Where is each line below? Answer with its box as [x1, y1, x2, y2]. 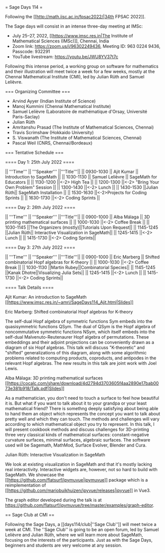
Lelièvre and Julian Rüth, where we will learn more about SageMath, [5, 532, 143, 538]
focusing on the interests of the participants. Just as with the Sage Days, [5, 537, 153, 543]
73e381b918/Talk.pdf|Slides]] [5, 385, 65, 391]
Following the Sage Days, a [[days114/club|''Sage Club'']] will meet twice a [5, 521, 157, 527]
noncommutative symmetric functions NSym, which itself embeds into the [5, 329, 155, 335]
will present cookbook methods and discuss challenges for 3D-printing [5, 426, 149, 432]
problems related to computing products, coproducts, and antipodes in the [5, 355, 157, 361]
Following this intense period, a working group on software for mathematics [5, 64, 159, 69]
